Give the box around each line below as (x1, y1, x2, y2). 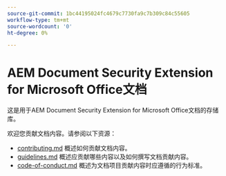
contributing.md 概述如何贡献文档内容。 (17, 144, 131, 153)
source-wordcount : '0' (7, 23, 73, 30)
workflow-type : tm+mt (7, 17, 70, 23)
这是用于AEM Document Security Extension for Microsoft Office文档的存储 (7, 106, 219, 115)
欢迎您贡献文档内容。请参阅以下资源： (7, 129, 116, 138)
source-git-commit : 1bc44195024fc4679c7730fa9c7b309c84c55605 (7, 10, 190, 17)
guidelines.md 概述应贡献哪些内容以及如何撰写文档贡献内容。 (17, 153, 193, 161)
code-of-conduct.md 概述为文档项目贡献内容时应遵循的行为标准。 (17, 162, 206, 170)
